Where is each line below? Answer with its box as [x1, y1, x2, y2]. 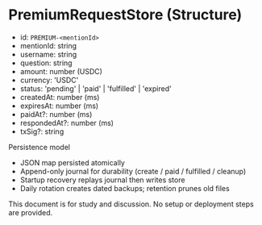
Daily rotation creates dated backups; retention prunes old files [19, 183, 230, 193]
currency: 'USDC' [19, 75, 79, 85]
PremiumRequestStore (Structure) [8, 6, 243, 24]
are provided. [8, 207, 53, 217]
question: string [19, 58, 73, 68]
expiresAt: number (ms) [19, 101, 99, 110]
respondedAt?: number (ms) [19, 118, 114, 127]
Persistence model [8, 142, 71, 152]
